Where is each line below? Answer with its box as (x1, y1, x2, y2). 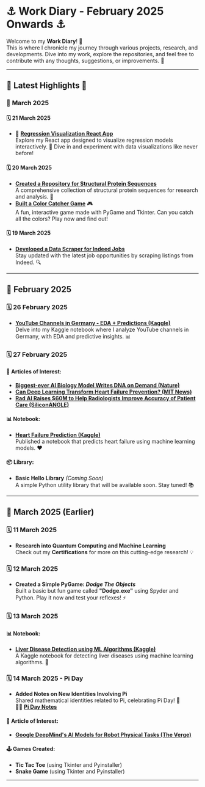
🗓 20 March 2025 (6, 164, 52, 172)
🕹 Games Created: (6, 745, 56, 753)
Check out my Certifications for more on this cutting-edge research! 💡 (15, 548, 194, 555)
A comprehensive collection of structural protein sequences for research (15, 186, 198, 194)
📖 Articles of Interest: (6, 368, 62, 375)
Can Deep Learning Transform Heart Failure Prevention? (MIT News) (15, 388, 192, 395)
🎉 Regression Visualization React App (15, 130, 113, 137)
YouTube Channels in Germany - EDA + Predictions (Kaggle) (15, 319, 171, 326)
